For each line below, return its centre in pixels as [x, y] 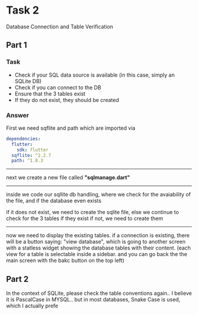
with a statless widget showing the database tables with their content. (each [98, 248]
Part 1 [17, 45]
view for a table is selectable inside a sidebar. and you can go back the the [97, 254]
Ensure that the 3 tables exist [50, 93]
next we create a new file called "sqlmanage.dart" [68, 178]
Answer [18, 115]
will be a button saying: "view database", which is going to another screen [96, 242]
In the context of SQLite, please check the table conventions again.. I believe [99, 293]
